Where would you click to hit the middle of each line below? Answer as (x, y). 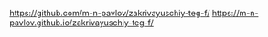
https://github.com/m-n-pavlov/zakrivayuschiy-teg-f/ (110, 13)
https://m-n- (235, 13)
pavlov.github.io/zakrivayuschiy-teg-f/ (81, 23)
